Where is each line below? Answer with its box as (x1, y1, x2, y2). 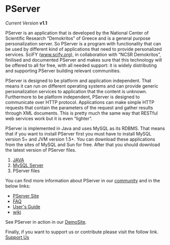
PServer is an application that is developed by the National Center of (5, 30, 149, 36)
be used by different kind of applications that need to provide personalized (5, 46, 162, 52)
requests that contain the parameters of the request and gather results (5, 104, 153, 111)
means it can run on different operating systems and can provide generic (5, 83, 159, 89)
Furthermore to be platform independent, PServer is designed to (5, 94, 140, 100)
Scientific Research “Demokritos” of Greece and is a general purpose (5, 35, 151, 41)
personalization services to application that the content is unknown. (5, 88, 148, 94)
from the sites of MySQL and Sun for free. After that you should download (5, 141, 160, 148)
